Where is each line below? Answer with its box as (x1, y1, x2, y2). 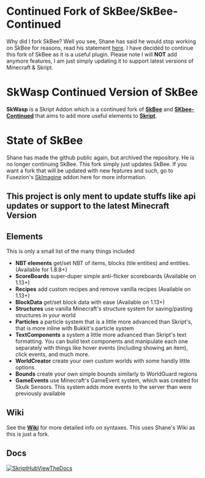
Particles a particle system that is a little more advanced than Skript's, (15, 318, 193, 326)
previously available (15, 390, 65, 397)
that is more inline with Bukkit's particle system (15, 325, 135, 332)
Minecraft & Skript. (6, 63, 54, 71)
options (15, 364, 35, 371)
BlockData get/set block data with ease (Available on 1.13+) (15, 299, 165, 306)
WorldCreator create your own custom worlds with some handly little (15, 357, 190, 364)
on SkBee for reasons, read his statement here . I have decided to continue (6, 44, 194, 52)
